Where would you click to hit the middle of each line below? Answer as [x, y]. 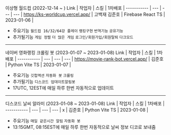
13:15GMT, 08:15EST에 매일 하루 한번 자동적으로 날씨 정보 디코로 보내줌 [84, 127]
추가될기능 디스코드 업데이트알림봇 [44, 82]
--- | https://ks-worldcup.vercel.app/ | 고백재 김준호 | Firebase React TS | [89, 14]
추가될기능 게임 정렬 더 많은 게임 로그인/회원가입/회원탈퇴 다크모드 [73, 37]
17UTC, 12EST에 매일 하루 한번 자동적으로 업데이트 [63, 88]
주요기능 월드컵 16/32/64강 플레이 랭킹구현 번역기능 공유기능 [68, 31]
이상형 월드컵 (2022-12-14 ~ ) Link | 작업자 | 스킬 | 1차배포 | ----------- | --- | [83, 8]
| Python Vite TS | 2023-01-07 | [38, 65]
